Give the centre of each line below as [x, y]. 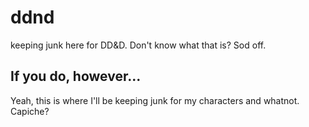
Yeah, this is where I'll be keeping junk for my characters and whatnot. [155, 100]
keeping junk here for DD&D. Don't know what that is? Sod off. [138, 45]
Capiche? [30, 111]
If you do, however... [76, 76]
